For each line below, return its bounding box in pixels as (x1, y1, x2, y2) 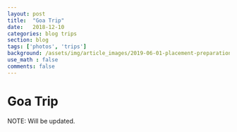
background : (7, 50, 42, 57)
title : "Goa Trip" (7, 17, 65, 24)
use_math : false (7, 56, 59, 64)
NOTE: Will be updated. (7, 116, 75, 125)
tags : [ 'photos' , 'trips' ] (7, 43, 87, 50)
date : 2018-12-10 (7, 23, 65, 30)
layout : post (7, 10, 46, 18)
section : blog (7, 37, 49, 44)
